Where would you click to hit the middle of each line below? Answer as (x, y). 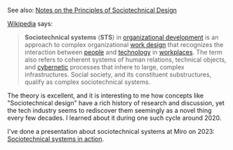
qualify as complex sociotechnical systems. (87, 82)
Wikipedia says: (30, 23)
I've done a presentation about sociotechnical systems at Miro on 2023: (111, 131)
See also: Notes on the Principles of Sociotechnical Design (92, 10)
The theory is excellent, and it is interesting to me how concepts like (106, 95)
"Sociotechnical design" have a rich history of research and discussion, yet (116, 103)
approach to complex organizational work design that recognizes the (124, 45)
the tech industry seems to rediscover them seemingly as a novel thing (109, 110)
